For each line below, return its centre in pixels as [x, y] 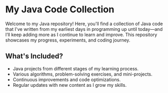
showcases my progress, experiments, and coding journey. [68, 40]
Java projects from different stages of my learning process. [76, 68]
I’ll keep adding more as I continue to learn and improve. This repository [81, 34]
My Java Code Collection [60, 10]
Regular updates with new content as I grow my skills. [70, 85]
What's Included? [34, 56]
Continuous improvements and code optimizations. [67, 79]
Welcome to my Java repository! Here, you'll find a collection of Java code [84, 24]
